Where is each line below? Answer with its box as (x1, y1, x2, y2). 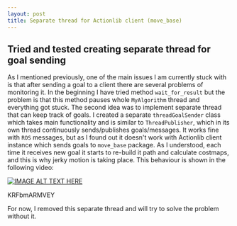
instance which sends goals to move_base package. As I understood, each (7, 141, 221, 149)
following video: (7, 164, 55, 172)
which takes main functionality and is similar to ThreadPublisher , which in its (7, 118, 230, 127)
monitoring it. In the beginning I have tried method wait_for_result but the (7, 88, 226, 96)
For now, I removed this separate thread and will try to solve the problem (7, 205, 219, 213)
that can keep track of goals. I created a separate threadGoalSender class (7, 111, 221, 119)
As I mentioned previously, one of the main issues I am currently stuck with (7, 73, 227, 81)
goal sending (7, 54, 66, 66)
